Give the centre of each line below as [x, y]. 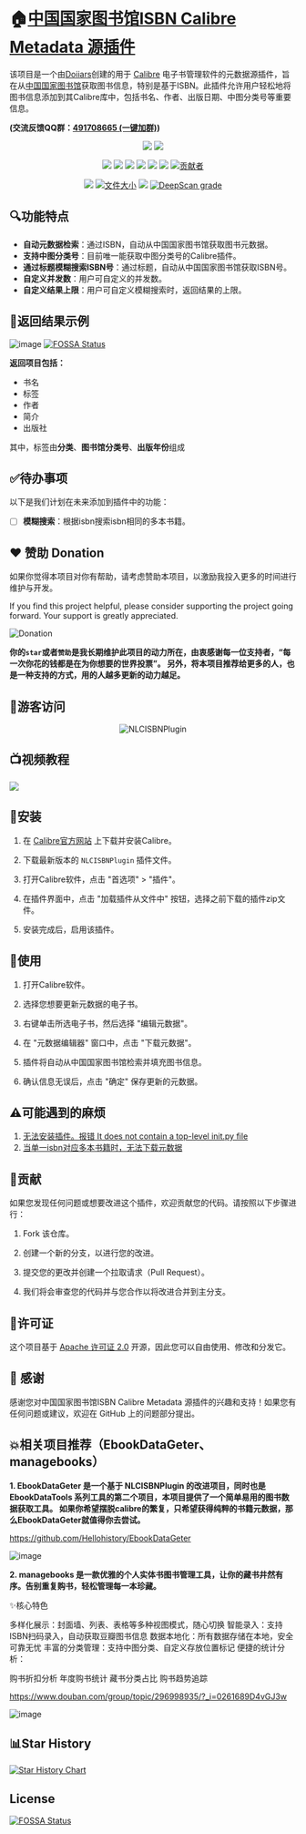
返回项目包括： [37, 363]
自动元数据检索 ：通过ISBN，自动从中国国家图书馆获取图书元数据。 [148, 244]
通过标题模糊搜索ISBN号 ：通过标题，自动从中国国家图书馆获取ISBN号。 [157, 267]
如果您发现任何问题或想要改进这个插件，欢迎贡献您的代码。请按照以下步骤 [149, 1203]
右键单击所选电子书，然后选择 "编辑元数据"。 [107, 1023]
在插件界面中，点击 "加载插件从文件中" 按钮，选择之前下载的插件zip [150, 898]
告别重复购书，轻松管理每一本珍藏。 [93, 1585]
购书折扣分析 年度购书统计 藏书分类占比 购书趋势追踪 [108, 1678]
